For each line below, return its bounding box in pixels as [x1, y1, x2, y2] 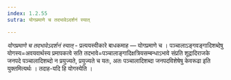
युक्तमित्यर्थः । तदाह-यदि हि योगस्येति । [7, 64, 93, 72]
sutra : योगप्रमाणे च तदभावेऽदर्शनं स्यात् [7, 16, 90, 23]
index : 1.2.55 [7, 10, 48, 17]
